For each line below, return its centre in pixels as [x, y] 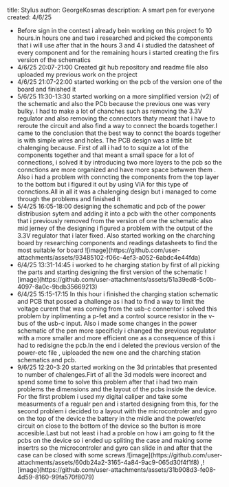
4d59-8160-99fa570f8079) [56, 477]
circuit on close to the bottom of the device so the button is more [109, 426]
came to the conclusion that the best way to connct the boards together [119, 133]
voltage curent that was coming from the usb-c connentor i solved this [117, 309]
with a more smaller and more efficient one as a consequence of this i [116, 338]
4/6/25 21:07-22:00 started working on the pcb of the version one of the [120, 82]
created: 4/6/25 [30, 17]
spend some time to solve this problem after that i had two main [107, 382]
